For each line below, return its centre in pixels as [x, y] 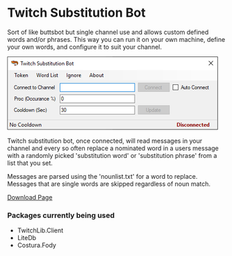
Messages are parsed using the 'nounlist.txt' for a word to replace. [102, 176]
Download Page [30, 197]
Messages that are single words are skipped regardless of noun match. [109, 184]
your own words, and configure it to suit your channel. [84, 47]
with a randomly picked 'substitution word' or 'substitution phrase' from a [112, 155]
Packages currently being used [61, 215]
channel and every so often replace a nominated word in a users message [113, 148]
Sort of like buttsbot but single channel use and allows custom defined [108, 32]
